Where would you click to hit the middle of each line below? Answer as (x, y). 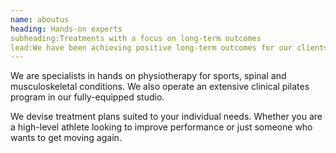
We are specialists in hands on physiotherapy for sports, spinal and (148, 76)
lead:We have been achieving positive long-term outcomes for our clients (169, 47)
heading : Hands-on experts (66, 29)
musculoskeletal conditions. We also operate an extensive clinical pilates (160, 87)
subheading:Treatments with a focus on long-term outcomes (136, 38)
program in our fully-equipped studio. (87, 97)
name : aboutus (40, 19)
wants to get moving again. (66, 138)
